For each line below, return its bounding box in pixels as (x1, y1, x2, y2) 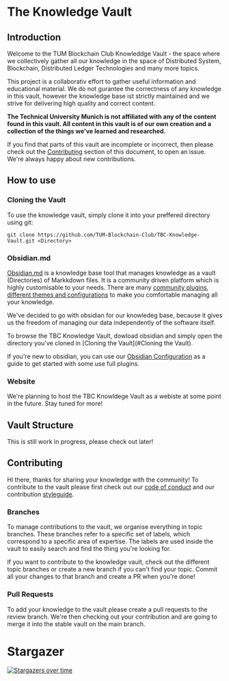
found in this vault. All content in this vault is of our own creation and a (7, 120, 212, 127)
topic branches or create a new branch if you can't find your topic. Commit (7, 565, 217, 573)
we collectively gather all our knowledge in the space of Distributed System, (7, 57, 221, 65)
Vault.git (7, 237, 36, 244)
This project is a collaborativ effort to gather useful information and (7, 77, 196, 86)
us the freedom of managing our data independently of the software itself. (7, 318, 216, 326)
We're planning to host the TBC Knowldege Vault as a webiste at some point (7, 392, 221, 401)
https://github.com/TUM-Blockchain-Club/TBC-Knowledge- (37, 231, 200, 238)
